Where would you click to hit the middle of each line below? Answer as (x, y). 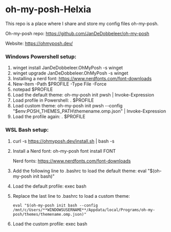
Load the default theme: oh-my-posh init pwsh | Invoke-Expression (83, 95)
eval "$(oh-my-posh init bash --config (55, 205)
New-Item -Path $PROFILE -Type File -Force (59, 84)
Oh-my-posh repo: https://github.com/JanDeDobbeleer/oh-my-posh (77, 33)
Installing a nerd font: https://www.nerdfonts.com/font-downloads (82, 79)
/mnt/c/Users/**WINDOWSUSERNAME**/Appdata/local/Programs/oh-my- (84, 210)
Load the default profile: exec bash (50, 186)
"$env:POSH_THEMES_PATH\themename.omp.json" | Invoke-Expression (89, 111)
